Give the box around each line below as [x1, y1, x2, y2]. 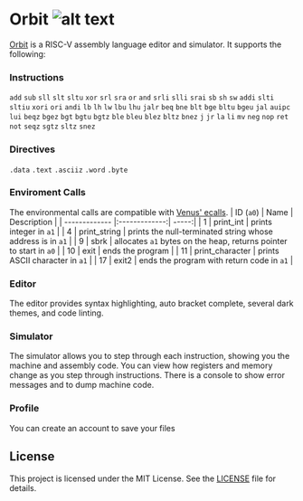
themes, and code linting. [9, 307, 104, 318]
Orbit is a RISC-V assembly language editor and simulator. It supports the [9, 39, 282, 50]
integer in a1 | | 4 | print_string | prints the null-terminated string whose [9, 226, 273, 237]
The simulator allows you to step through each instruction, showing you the [9, 351, 290, 362]
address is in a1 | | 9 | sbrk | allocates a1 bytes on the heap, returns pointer [9, 235, 288, 246]
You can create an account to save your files [9, 422, 175, 433]
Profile [9, 402, 40, 415]
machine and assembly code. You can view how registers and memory [9, 360, 273, 371]
